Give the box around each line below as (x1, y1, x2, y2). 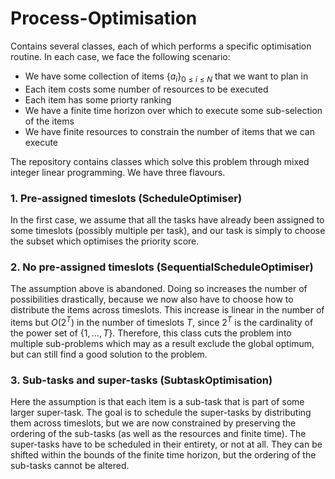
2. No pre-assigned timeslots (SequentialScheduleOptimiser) (10, 260, 314, 274)
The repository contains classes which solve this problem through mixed (10, 155, 310, 167)
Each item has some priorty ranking (24, 93, 172, 106)
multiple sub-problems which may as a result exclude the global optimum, (10, 337, 315, 349)
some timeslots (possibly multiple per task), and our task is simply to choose (10, 225, 326, 237)
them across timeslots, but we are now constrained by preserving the (10, 417, 297, 429)
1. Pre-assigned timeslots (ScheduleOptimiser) (10, 191, 243, 205)
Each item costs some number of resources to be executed (24, 83, 269, 95)
